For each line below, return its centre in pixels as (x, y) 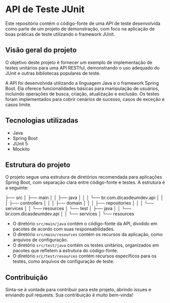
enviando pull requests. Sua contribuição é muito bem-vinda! (69, 295)
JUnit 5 (20, 144)
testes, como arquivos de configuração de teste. (63, 261)
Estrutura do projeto (38, 165)
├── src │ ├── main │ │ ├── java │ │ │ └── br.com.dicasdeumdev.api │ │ (84, 198)
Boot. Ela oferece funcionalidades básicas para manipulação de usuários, (82, 88)
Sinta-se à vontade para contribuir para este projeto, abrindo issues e (78, 290)
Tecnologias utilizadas (42, 121)
